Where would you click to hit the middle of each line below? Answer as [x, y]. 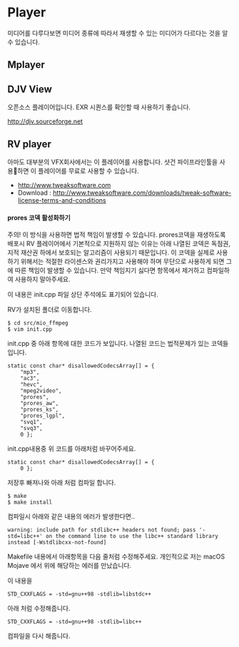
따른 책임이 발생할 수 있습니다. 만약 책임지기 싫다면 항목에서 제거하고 [110, 270]
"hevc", [31, 385]
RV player [30, 144]
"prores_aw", [40, 404]
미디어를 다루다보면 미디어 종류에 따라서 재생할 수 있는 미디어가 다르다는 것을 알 [118, 33]
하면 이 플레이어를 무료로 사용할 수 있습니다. [78, 170]
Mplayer [26, 65]
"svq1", [31, 422]
